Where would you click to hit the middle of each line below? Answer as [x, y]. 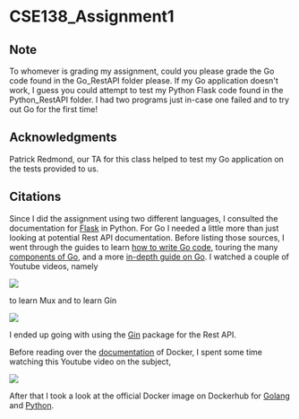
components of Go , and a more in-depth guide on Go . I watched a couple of [149, 257]
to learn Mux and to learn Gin [63, 300]
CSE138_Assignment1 [92, 17]
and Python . [32, 405]
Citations [35, 197]
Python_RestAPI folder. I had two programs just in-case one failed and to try [149, 100]
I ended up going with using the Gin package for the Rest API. [123, 335]
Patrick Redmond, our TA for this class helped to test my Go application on [147, 159]
